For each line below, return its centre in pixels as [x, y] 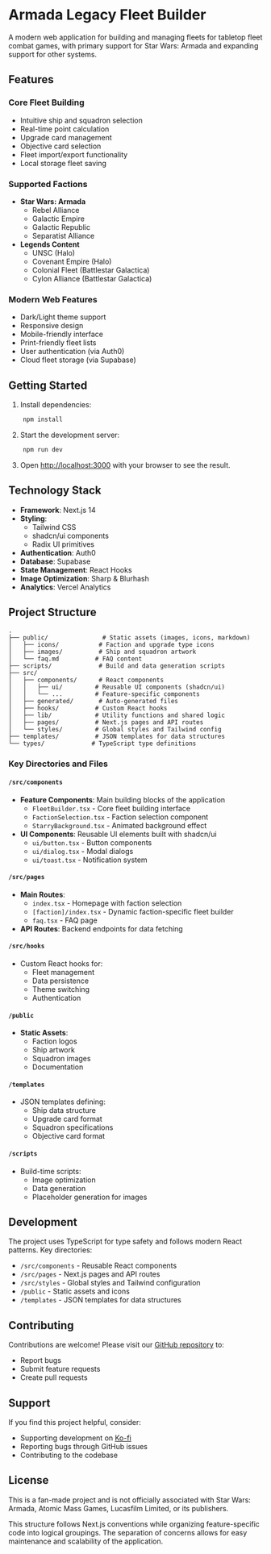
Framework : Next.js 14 [58, 510]
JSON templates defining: [63, 1102]
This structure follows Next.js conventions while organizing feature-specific [134, 1524]
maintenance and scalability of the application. [86, 1541]
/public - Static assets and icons [75, 1291]
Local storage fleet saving [63, 163]
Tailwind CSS [54, 527]
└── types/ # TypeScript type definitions [102, 744]
